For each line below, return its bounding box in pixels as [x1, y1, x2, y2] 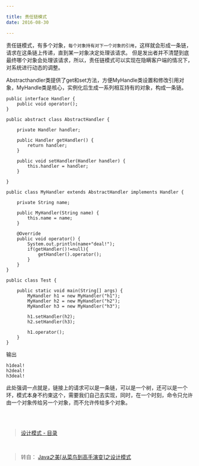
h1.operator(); [27, 329, 65, 335]
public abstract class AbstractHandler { [6, 116, 110, 122]
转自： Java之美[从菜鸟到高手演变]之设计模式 [20, 453, 131, 460]
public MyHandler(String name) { [17, 210, 99, 216]
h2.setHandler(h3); [27, 318, 76, 325]
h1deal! [6, 362, 25, 368]
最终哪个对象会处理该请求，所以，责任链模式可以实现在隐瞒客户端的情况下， [6, 56, 193, 63]
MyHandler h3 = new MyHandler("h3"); [27, 303, 120, 309]
